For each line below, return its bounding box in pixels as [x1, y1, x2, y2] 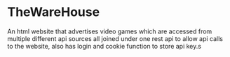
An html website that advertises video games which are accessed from [7, 27, 212, 35]
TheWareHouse [7, 4, 100, 20]
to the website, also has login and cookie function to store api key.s [7, 42, 202, 50]
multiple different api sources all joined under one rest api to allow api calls [7, 34, 223, 42]
